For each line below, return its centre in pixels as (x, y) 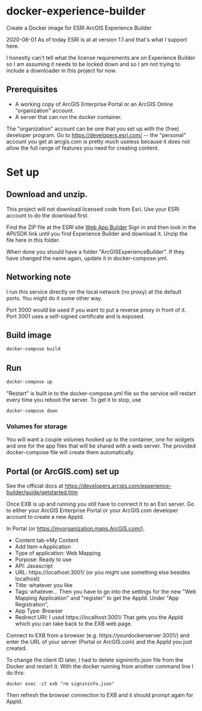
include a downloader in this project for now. (62, 70)
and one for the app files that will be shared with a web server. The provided (101, 446)
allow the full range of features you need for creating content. (83, 148)
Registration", (32, 604)
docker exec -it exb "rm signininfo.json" (60, 684)
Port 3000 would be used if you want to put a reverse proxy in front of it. (96, 310)
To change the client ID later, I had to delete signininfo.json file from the (95, 660)
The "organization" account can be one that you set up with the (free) (93, 129)
